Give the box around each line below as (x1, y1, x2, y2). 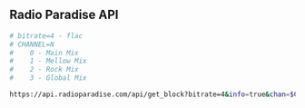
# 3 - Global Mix (9, 74, 88, 83)
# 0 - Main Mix (9, 48, 79, 57)
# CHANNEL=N (9, 40, 54, 49)
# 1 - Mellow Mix (9, 56, 88, 66)
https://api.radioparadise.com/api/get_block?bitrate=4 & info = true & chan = (9, 90, 290, 99)
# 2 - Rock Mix (9, 65, 79, 74)
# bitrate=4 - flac (9, 31, 84, 40)
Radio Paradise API (9, 7, 120, 23)
